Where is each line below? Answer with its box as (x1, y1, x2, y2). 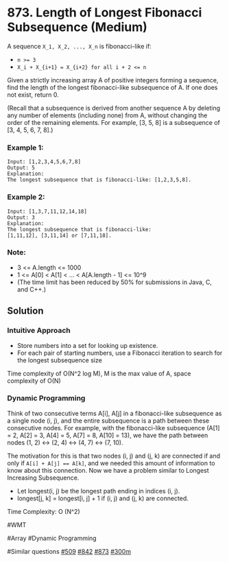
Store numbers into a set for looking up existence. (16, 341, 158, 349)
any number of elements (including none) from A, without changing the (7, 111, 208, 119)
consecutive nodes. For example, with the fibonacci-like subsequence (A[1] (7, 423, 221, 432)
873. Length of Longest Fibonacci (7, 5, 202, 21)
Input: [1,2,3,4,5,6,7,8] (7, 159, 81, 165)
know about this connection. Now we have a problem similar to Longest (7, 466, 209, 474)
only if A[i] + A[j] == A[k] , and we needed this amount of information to (7, 458, 215, 467)
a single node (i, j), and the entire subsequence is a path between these (7, 417, 210, 425)
